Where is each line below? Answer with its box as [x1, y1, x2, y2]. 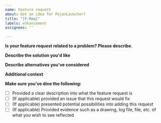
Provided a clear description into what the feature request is [12, 90, 133, 96]
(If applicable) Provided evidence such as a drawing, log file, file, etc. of [12, 107, 157, 113]
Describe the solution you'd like [5, 52, 71, 59]
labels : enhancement [5, 20, 47, 26]
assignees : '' [5, 25, 34, 30]
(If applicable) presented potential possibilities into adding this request [12, 101, 154, 107]
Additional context [5, 71, 44, 77]
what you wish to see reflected [12, 112, 74, 118]
